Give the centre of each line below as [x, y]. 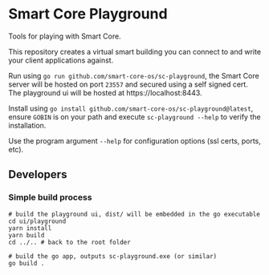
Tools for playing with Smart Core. [65, 36]
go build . [26, 263]
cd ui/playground [37, 221]
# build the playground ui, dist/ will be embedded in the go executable [134, 214]
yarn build [26, 235]
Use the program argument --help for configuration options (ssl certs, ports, [134, 140]
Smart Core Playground [88, 14]
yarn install [30, 228]
